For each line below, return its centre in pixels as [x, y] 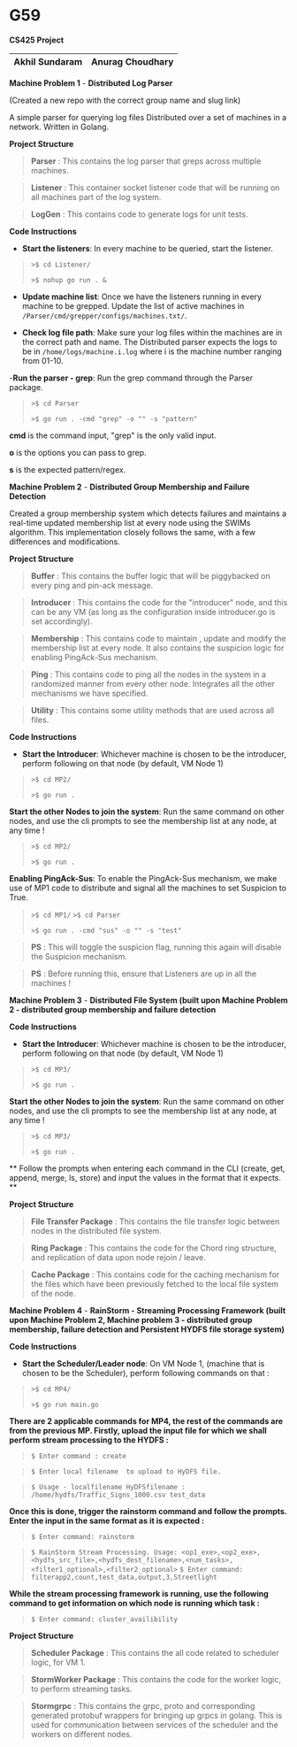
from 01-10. [42, 360]
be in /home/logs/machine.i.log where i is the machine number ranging [152, 351]
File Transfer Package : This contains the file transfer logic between [155, 1221]
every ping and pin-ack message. [92, 585]
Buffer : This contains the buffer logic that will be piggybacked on [151, 575]
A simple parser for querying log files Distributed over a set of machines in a [148, 117]
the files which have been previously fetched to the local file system [155, 1283]
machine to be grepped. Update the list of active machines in [133, 305]
